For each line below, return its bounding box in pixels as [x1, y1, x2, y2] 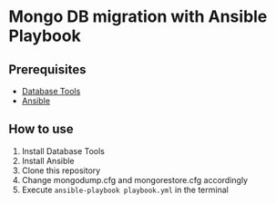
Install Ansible [21, 155, 75, 166]
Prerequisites [8, 62, 87, 77]
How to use [8, 121, 74, 137]
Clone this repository [21, 165, 101, 176]
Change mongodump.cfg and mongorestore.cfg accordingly [21, 174, 248, 185]
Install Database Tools [21, 145, 106, 156]
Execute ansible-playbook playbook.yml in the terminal [21, 184, 229, 195]
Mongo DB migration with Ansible [8, 6, 268, 27]
